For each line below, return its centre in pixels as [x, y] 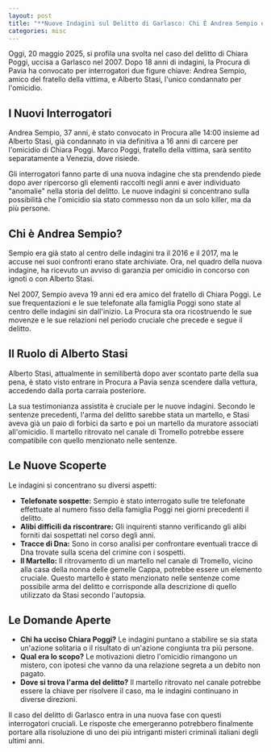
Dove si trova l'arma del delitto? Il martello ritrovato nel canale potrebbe [140, 683]
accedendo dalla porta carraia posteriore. [77, 390]
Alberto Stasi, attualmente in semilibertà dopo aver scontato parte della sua [133, 373]
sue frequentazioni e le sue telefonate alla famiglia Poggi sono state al [125, 303]
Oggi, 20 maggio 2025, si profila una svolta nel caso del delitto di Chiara [128, 54]
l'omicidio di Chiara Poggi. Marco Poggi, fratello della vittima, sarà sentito [130, 150]
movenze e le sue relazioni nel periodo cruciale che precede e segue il [126, 320]
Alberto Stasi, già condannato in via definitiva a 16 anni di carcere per [123, 141]
